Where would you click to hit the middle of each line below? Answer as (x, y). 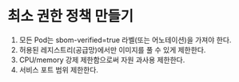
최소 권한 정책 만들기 (70, 16)
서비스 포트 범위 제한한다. (59, 69)
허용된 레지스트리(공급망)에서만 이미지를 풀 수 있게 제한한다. (112, 49)
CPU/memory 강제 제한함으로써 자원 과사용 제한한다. (102, 60)
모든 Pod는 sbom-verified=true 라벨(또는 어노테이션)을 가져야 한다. (125, 40)
